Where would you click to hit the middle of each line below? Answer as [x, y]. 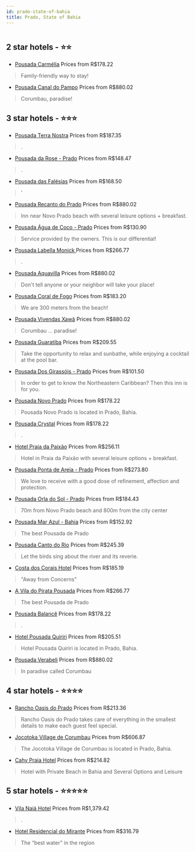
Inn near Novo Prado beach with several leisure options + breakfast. [104, 216]
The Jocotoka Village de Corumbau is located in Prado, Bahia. [96, 748]
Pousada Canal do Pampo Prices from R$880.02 [74, 87]
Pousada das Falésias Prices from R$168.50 [68, 181]
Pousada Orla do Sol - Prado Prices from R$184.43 [77, 499]
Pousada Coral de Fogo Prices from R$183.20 [70, 296]
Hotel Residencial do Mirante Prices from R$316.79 [77, 831]
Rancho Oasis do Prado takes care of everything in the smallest [98, 719]
